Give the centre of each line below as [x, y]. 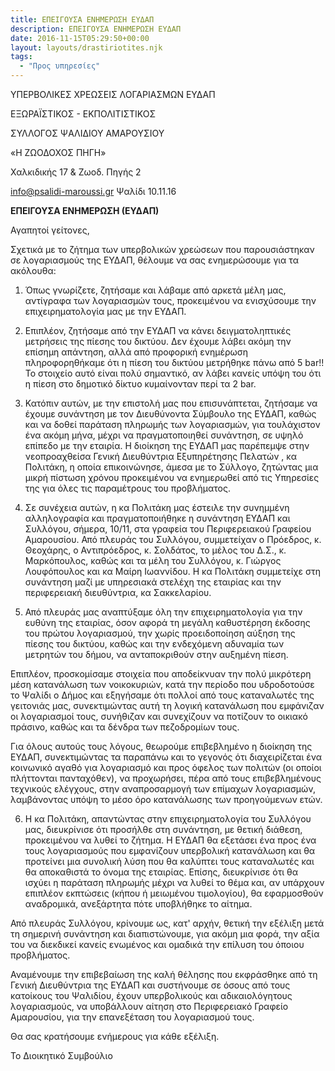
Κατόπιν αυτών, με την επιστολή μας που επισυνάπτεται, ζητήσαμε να [171, 403]
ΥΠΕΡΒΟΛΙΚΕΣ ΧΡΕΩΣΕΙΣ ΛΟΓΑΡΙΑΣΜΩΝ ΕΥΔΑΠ [113, 94]
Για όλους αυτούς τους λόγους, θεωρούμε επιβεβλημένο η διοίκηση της [161, 746]
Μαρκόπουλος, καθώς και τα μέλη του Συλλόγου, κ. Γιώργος [153, 560]
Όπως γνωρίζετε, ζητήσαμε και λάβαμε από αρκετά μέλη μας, [155, 290]
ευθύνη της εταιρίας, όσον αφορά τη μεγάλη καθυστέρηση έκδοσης [167, 622]
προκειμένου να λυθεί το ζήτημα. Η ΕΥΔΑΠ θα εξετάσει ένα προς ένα [170, 840]
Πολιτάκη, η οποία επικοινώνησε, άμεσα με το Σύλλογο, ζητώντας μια [171, 467]
